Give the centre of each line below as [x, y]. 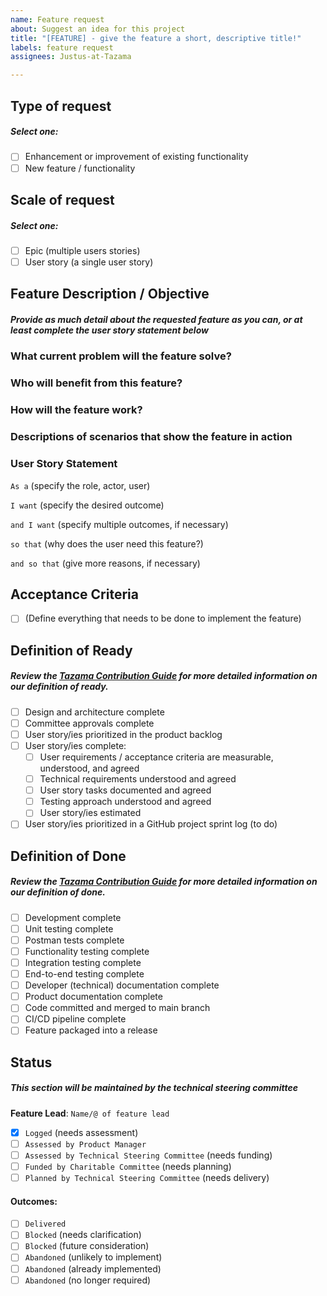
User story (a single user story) [89, 262]
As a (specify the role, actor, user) [80, 485]
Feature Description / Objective [110, 294]
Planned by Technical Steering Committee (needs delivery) [147, 1178]
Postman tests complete [74, 940]
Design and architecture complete [94, 712]
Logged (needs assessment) [81, 1132]
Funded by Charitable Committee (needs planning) [128, 1166]
